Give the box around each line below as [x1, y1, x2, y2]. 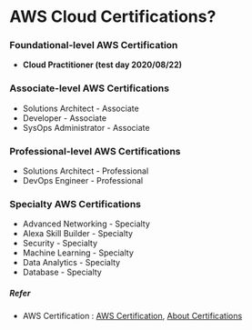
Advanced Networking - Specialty [22, 218, 150, 229]
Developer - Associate [22, 112, 107, 124]
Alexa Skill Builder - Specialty [22, 228, 134, 239]
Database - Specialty [22, 266, 102, 278]
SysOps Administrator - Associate [22, 122, 150, 133]
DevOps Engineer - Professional [22, 175, 144, 186]
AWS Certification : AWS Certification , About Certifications [22, 311, 243, 322]
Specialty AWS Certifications [9, 198, 141, 210]
